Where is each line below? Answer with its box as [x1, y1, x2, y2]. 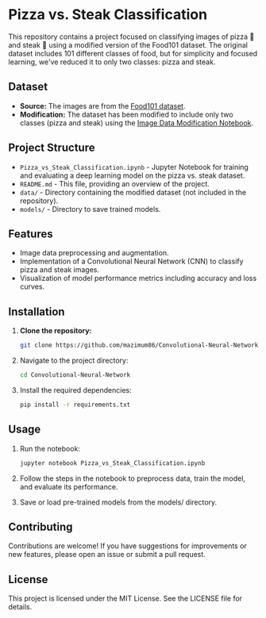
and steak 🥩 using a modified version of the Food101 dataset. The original [8, 40, 249, 49]
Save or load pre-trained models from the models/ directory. [19, 497, 218, 507]
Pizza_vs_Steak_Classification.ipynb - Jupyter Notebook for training [19, 162, 249, 171]
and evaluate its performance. [19, 482, 118, 491]
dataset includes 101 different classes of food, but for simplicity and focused [8, 48, 258, 58]
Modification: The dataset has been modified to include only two [19, 109, 233, 119]
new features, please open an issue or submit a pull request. [8, 550, 206, 559]
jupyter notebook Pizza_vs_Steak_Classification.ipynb [19, 459, 206, 467]
